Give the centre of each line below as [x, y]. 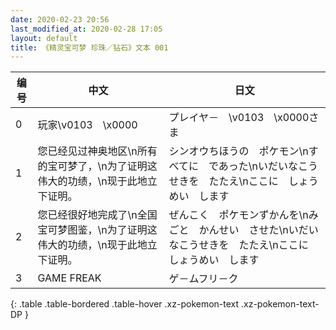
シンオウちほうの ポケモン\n [238, 151]
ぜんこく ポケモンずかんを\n [238, 215]
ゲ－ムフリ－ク [203, 279]
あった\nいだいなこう [268, 166]
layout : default [44, 38]
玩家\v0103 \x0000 [87, 125]
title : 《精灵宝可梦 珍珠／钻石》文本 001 [89, 47]
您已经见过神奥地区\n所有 [97, 151]
